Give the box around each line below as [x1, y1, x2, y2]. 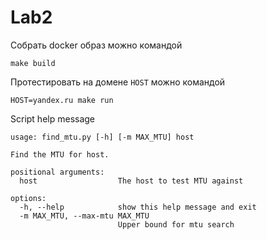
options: [10, 193, 47, 203]
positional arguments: [10, 167, 105, 177]
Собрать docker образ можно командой [10, 39, 183, 51]
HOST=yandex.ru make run [10, 95, 114, 105]
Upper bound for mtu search [117, 219, 235, 230]
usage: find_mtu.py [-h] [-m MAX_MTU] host [10, 132, 195, 142]
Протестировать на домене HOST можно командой [10, 76, 226, 88]
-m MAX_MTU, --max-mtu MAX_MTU [19, 211, 150, 221]
